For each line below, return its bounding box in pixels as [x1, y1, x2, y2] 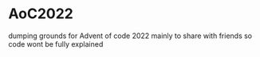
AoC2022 [8, 5, 73, 23]
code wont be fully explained [8, 39, 104, 48]
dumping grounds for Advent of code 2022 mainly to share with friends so [8, 31, 253, 40]
